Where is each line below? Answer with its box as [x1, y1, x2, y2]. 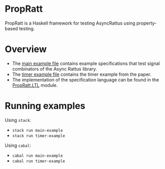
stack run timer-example [12, 133, 65, 138]
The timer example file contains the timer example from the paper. [12, 71, 152, 77]
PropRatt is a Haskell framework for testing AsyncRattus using [5, 20, 136, 26]
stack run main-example [12, 128, 63, 133]
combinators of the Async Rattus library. [12, 66, 98, 72]
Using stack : [5, 117, 31, 123]
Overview [5, 44, 47, 55]
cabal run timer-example [12, 158, 65, 164]
